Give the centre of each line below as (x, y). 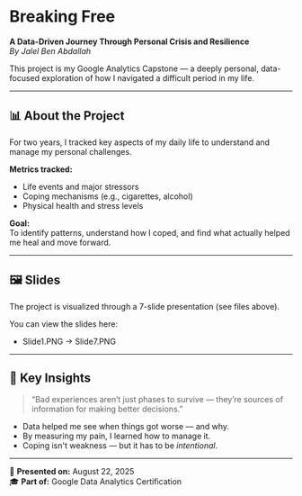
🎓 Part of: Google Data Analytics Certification (96, 482)
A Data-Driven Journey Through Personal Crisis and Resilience (129, 41)
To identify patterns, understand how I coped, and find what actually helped (150, 232)
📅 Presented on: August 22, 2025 (72, 472)
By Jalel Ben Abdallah (50, 50)
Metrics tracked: (41, 169)
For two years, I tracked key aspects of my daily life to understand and (140, 142)
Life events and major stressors (80, 186)
